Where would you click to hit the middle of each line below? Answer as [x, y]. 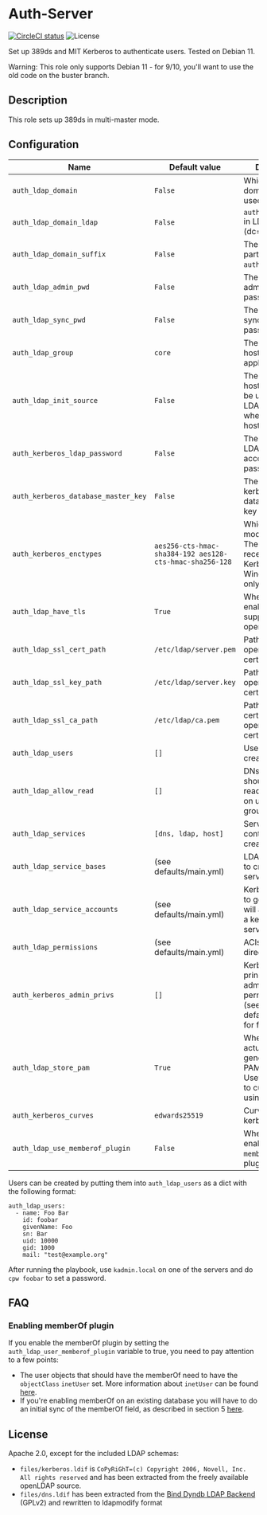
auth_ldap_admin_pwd [51, 287]
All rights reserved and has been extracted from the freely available [134, 1478]
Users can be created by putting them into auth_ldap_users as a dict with [128, 1183]
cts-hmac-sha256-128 [193, 562]
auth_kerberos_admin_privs [63, 995]
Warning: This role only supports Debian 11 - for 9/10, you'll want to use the [131, 67]
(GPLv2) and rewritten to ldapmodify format [91, 1503]
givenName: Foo [48, 1227]
